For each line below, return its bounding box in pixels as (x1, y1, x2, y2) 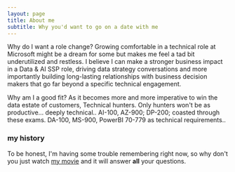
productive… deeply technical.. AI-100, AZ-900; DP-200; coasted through (7, 108, 220, 117)
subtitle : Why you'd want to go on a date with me (7, 23, 159, 30)
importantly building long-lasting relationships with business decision (7, 72, 208, 81)
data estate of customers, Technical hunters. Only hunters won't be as (7, 101, 210, 110)
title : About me (7, 17, 55, 24)
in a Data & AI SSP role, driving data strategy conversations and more (7, 65, 208, 74)
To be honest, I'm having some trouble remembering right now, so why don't (7, 149, 228, 158)
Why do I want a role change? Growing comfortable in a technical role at (7, 43, 216, 51)
